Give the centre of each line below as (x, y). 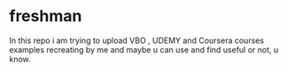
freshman (46, 16)
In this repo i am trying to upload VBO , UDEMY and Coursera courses (136, 40)
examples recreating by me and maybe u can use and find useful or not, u (144, 49)
